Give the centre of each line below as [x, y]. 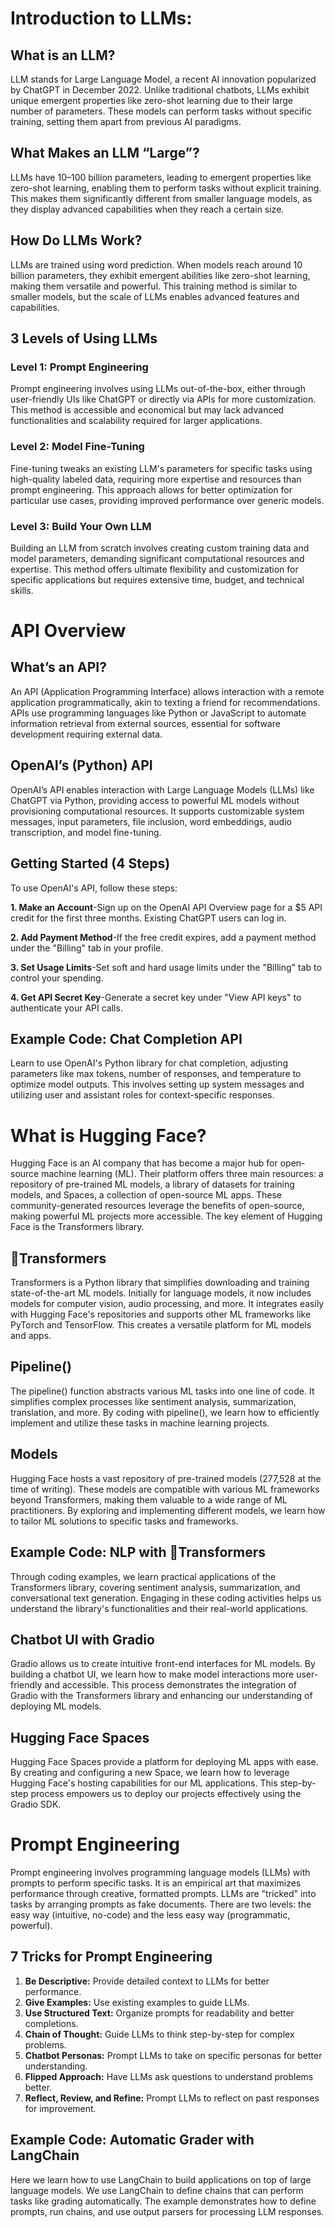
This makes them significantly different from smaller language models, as [161, 198]
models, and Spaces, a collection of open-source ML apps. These [146, 1195]
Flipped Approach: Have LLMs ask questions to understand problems [169, 2076]
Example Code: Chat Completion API [126, 1038]
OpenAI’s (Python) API [81, 765]
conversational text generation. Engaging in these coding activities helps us [166, 1598]
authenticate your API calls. [66, 1008]
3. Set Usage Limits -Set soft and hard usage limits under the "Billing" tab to [166, 967]
